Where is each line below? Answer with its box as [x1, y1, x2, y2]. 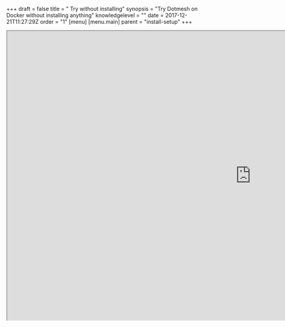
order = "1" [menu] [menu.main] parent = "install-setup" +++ [40, 18, 193, 25]
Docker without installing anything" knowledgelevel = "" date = [6, 12, 164, 19]
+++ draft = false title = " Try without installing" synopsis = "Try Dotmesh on [6, 5, 198, 12]
